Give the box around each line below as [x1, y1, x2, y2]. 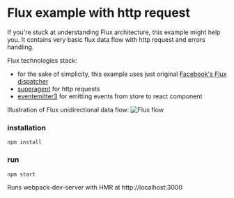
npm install [7, 139, 42, 146]
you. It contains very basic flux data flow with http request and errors [7, 35, 205, 43]
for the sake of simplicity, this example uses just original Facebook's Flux [17, 70, 227, 78]
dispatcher [17, 77, 49, 85]
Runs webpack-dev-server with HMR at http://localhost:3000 [7, 183, 183, 191]
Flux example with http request [7, 5, 190, 21]
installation [7, 123, 47, 132]
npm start [7, 171, 36, 178]
